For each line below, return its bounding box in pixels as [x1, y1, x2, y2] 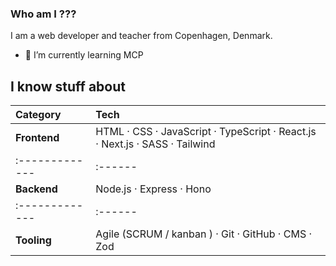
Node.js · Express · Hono [95, 182, 212, 196]
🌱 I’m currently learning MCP [24, 49, 144, 61]
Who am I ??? [10, 7, 77, 21]
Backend [15, 182, 58, 196]
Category [15, 108, 62, 122]
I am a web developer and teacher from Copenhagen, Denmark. [10, 30, 273, 42]
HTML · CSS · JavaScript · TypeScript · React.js [95, 125, 317, 139]
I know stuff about [10, 78, 126, 95]
